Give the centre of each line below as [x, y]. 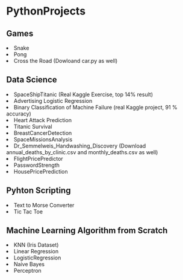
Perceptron [28, 271]
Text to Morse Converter [44, 205]
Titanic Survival [33, 126]
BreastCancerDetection [43, 133]
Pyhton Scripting [39, 191]
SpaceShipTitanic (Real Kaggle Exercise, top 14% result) [84, 94]
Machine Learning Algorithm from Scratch [87, 231]
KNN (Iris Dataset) [36, 245]
